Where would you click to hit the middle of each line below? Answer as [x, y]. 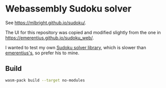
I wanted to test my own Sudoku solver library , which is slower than [76, 47]
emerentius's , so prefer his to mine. [42, 53]
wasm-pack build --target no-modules [45, 80]
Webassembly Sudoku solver [69, 9]
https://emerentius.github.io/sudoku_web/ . [49, 38]
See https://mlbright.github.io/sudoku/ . [46, 23]
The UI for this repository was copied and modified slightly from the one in [83, 32]
